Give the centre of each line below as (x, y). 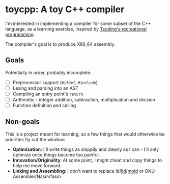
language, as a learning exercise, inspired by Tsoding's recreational (76, 29)
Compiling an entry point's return (48, 94)
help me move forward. (37, 165)
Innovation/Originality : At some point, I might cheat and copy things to (87, 160)
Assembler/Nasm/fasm (37, 176)
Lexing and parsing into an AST (46, 88)
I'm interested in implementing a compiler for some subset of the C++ (78, 23)
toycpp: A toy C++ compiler (65, 9)
